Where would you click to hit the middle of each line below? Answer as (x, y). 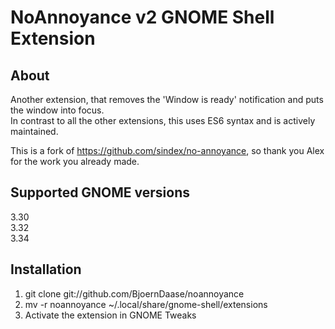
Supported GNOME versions (100, 192)
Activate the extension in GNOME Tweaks (110, 315)
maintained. (34, 131)
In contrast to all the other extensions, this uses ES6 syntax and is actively (163, 120)
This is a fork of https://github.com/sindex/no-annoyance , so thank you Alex (167, 150)
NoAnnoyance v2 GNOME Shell (142, 17)
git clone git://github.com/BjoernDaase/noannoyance (134, 293)
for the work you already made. (75, 161)
